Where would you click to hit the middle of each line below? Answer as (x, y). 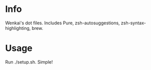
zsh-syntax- (133, 23)
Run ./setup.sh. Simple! (29, 62)
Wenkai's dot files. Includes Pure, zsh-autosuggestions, (62, 23)
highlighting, (18, 28)
